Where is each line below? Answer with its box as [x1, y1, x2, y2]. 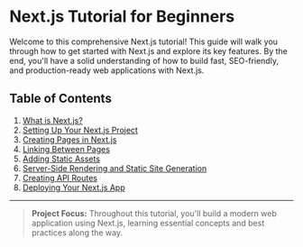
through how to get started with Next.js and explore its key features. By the [9, 45, 289, 56]
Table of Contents [9, 91, 113, 106]
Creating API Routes [22, 172, 97, 183]
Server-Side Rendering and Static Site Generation [22, 162, 207, 173]
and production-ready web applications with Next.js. [9, 65, 205, 76]
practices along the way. [31, 227, 124, 238]
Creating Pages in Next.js [22, 133, 117, 145]
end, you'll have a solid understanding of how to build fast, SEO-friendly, [9, 55, 280, 66]
